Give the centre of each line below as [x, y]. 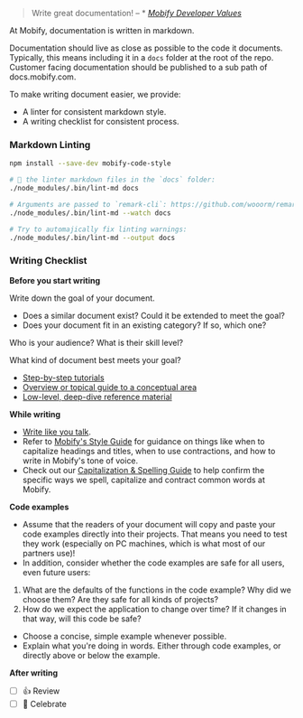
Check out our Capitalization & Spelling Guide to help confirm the [143, 470]
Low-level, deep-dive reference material [97, 396]
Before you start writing [55, 280]
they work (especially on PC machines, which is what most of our [144, 543]
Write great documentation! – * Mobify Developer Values [136, 13]
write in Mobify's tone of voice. [80, 461]
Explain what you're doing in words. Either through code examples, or [151, 646]
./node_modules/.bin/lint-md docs [74, 189]
